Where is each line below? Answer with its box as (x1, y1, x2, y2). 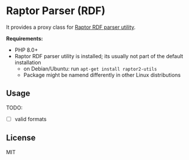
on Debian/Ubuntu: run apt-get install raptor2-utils (23, 65, 157, 72)
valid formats (14, 115, 47, 122)
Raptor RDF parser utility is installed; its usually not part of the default (14, 52, 184, 59)
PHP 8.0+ (14, 46, 38, 54)
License (6, 133, 36, 143)
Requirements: (6, 35, 43, 42)
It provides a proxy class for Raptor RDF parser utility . (6, 24, 136, 31)
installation (14, 59, 41, 66)
